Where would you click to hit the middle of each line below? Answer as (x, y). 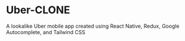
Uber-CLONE (38, 10)
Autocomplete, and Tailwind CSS (46, 32)
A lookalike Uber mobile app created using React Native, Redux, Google (93, 26)
